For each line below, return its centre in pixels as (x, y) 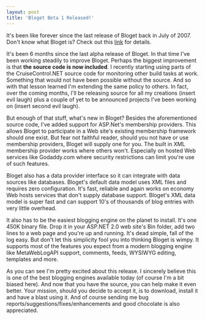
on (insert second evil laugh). (43, 106)
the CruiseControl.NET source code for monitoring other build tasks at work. (102, 73)
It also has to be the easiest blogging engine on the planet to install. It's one (102, 220)
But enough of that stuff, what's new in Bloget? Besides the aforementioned (102, 118)
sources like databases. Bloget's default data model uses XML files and (96, 182)
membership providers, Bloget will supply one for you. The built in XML (96, 144)
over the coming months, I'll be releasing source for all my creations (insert (101, 93)
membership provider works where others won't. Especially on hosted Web (101, 150)
